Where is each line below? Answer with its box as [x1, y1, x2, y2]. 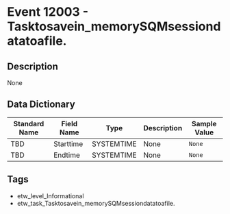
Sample [191, 119, 217, 128]
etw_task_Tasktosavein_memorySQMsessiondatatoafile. [16, 199, 175, 207]
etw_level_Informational [16, 191, 84, 200]
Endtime [53, 150, 80, 160]
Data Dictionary [7, 99, 75, 110]
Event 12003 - [7, 4, 89, 20]
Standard [13, 119, 44, 128]
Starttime [53, 139, 84, 148]
